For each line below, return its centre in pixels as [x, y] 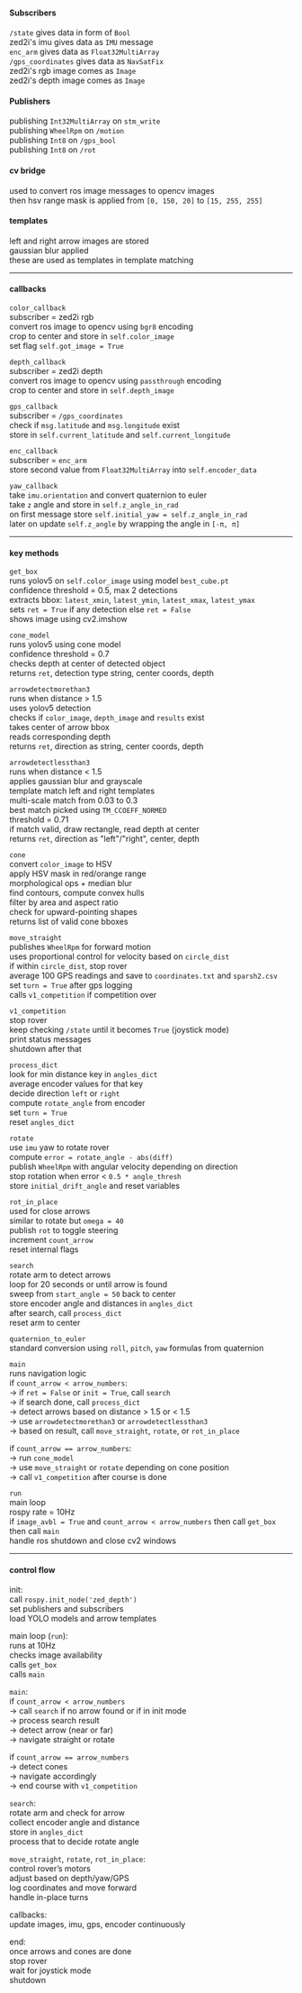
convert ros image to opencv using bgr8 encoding [101, 327]
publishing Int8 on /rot [53, 150]
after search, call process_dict [66, 1313]
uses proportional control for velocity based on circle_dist [120, 956]
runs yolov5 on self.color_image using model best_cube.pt [119, 581]
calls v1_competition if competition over [83, 995]
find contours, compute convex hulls [77, 893]
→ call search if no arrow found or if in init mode [98, 1711]
